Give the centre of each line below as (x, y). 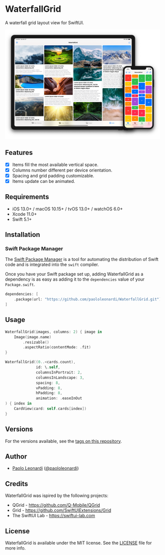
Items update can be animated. (43, 181)
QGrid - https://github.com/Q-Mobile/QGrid (56, 505)
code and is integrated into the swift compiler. (52, 264)
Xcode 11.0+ (25, 214)
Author (16, 456)
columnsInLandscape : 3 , (60, 378)
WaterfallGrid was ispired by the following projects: (57, 496)
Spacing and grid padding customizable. (53, 175)
